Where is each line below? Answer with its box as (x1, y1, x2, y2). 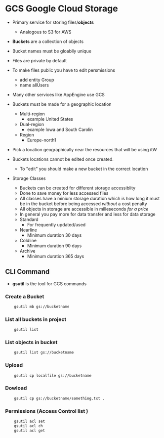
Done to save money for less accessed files (19, 190, 109, 196)
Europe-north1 (27, 137, 56, 143)
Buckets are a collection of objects (12, 38, 84, 44)
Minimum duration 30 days (27, 232, 82, 238)
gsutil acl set (14, 419, 45, 424)
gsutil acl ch (14, 423, 43, 428)
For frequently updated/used (27, 221, 86, 227)
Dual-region (19, 121, 44, 127)
